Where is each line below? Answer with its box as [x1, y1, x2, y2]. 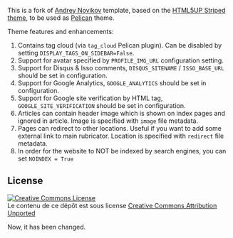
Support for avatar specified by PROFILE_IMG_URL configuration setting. [17, 56, 224, 65]
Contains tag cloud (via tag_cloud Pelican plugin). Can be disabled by [17, 41, 222, 49]
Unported [7, 209, 36, 217]
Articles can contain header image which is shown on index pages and [17, 109, 226, 117]
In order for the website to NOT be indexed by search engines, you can [17, 147, 227, 155]
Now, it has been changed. [7, 222, 86, 231]
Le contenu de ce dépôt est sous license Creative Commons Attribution [7, 201, 217, 210]
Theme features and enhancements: [7, 28, 114, 36]
